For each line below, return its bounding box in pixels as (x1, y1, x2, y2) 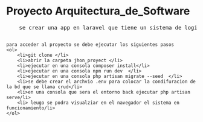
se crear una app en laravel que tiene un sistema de (19, 24, 182, 31)
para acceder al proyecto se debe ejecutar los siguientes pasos (6, 41, 174, 48)
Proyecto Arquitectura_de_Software (6, 4, 190, 18)
